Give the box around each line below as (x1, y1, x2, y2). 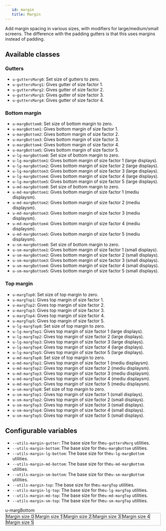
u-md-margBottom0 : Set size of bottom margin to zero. (12, 184, 120, 190)
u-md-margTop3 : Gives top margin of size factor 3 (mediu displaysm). (12, 370, 151, 376)
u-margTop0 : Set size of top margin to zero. (12, 291, 99, 297)
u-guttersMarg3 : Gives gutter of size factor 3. (12, 92, 104, 98)
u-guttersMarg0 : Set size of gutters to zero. (12, 76, 100, 82)
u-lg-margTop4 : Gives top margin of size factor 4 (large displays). (12, 344, 144, 350)
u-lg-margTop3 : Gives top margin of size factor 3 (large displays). (12, 339, 144, 345)
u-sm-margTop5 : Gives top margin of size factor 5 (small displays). (12, 412, 145, 418)
